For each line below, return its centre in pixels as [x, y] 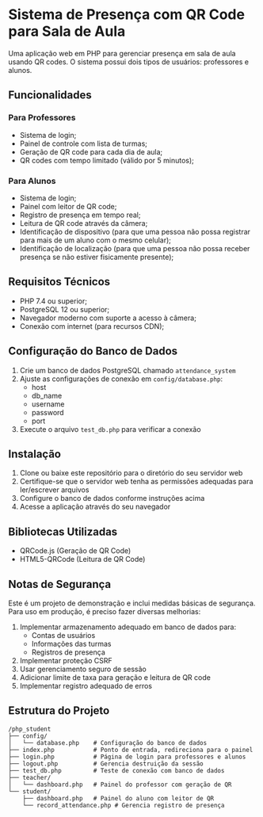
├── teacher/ [30, 777]
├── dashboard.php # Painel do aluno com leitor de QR [118, 798]
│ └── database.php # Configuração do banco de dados [108, 743]
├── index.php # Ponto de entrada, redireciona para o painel [131, 750]
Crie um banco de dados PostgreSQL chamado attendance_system [128, 370]
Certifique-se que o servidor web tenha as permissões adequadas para [136, 482]
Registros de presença [68, 652]
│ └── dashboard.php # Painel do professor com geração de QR [120, 785]
